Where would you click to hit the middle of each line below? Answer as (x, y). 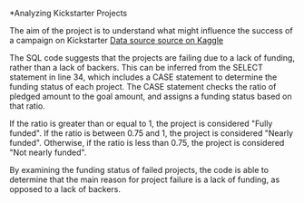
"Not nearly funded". (48, 152)
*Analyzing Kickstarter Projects (69, 13)
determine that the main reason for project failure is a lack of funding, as (145, 179)
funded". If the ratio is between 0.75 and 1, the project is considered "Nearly (151, 133)
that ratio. (27, 106)
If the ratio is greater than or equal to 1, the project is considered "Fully (141, 123)
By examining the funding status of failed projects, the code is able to (139, 170)
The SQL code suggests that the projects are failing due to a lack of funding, (152, 58)
